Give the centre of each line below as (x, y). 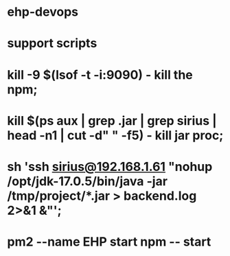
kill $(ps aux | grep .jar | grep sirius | (112, 120)
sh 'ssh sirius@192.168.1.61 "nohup (110, 166)
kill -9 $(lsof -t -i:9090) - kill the (100, 74)
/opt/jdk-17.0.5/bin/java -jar (88, 181)
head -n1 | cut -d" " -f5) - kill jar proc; (115, 135)
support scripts (52, 44)
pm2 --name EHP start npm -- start (109, 242)
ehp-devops (43, 12)
